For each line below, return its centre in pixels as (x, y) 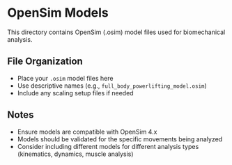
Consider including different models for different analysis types (108, 146)
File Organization (45, 62)
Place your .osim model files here (65, 78)
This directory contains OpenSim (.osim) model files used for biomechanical (116, 32)
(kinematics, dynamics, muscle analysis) (75, 154)
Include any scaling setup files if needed (75, 93)
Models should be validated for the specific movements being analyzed (120, 139)
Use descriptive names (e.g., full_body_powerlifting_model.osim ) (112, 86)
